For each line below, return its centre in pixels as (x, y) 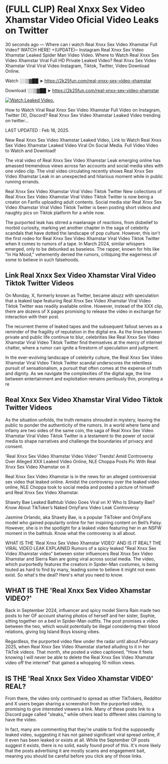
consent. (14, 446)
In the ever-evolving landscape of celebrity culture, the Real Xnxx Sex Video (84, 357)
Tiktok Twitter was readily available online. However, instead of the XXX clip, (84, 306)
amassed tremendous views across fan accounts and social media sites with (84, 165)
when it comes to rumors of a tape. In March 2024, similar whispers (75, 244)
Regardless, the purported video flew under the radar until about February (82, 641)
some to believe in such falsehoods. (42, 260)
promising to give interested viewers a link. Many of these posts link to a (80, 709)
